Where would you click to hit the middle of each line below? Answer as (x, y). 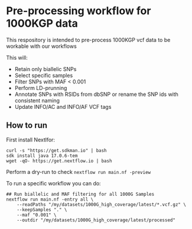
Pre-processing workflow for (79, 11)
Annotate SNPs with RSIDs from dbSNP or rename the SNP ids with (97, 94)
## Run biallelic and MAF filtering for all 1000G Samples (80, 194)
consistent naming (37, 100)
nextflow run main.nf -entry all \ (50, 199)
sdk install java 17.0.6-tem (42, 156)
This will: (17, 57)
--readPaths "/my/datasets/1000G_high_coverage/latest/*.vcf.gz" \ (101, 204)
